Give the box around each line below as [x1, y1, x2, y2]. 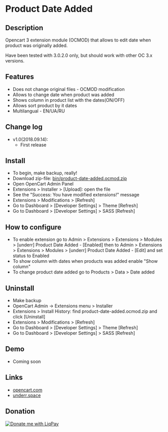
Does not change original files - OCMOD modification [12, 86, 125, 92]
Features [5, 73, 34, 81]
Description [5, 24, 43, 32]
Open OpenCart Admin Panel [12, 181, 74, 187]
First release [20, 142, 47, 148]
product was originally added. [5, 42, 68, 49]
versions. [5, 58, 24, 64]
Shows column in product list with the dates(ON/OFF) [12, 97, 125, 103]
